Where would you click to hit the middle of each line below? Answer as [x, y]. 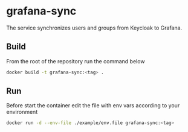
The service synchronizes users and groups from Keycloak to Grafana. [94, 28]
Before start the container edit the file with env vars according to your [93, 105]
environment [22, 112]
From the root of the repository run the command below [76, 61]
